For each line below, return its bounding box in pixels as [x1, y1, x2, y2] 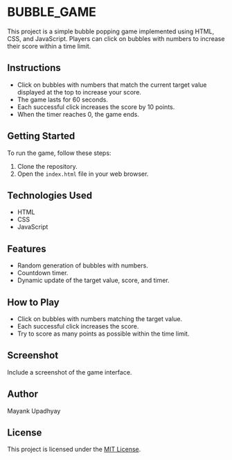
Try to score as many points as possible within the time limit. [17, 329, 190, 338]
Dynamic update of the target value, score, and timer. [17, 276, 170, 285]
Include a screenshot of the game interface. [7, 368, 132, 376]
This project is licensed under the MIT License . [7, 445, 141, 454]
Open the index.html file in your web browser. [17, 170, 149, 178]
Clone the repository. [17, 162, 78, 170]
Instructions [7, 62, 61, 74]
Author [7, 388, 38, 400]
